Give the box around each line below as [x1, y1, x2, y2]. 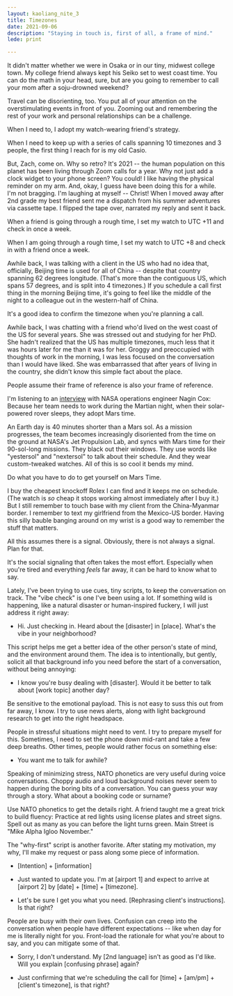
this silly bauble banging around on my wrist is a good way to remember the [7, 516, 225, 525]
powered [7, 409, 33, 418]
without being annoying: [7, 665, 77, 674]
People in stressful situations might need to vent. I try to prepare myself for [7, 728, 223, 736]
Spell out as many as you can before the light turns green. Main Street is [7, 820, 214, 828]
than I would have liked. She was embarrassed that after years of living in [7, 360, 217, 369]
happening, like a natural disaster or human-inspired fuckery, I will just [7, 601, 209, 610]
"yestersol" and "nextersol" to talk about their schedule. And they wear [7, 452, 211, 461]
